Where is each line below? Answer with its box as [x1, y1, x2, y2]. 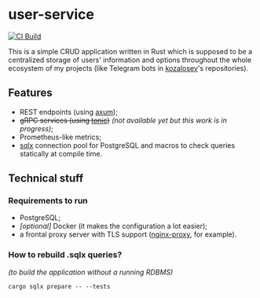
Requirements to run [8, 195, 88, 206]
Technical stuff [8, 171, 84, 186]
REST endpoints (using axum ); [19, 107, 118, 116]
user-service [8, 6, 94, 24]
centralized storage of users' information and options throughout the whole [8, 55, 252, 64]
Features [8, 86, 53, 100]
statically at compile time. [19, 149, 103, 158]
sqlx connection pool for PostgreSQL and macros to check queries [19, 140, 236, 150]
